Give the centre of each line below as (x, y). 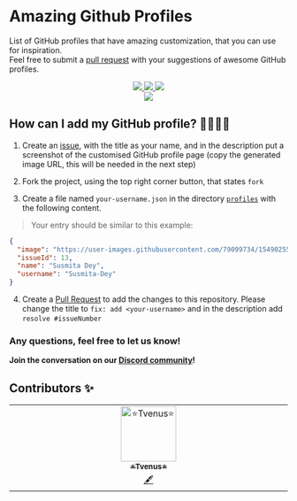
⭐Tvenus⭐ (148, 467)
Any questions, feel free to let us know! (95, 341)
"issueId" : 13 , (45, 258)
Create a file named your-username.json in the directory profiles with (149, 198)
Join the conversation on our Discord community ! (103, 360)
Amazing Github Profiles (101, 16)
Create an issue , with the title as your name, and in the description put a (153, 145)
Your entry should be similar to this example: (112, 225)
